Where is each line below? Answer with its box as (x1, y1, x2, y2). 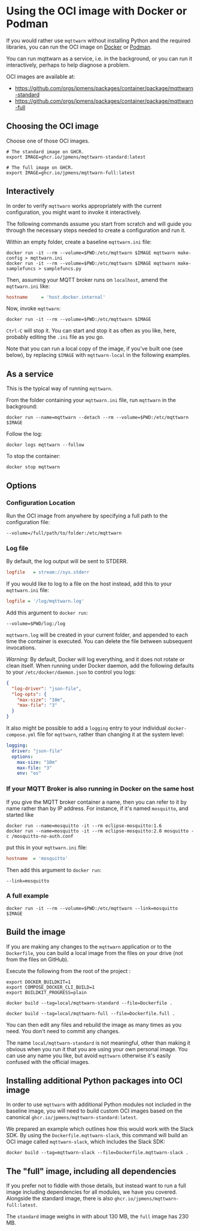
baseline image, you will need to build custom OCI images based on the (6, 1107, 183, 1114)
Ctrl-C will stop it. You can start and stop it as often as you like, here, (6, 327, 177, 334)
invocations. (6, 644, 37, 651)
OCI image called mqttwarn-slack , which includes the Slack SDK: (6, 1138, 166, 1146)
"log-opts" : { (11, 691, 47, 697)
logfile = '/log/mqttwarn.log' (6, 598, 84, 605)
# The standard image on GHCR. (6, 148, 84, 154)
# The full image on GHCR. (6, 164, 74, 171)
